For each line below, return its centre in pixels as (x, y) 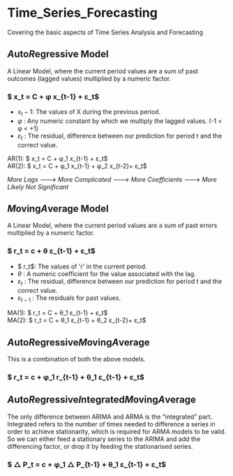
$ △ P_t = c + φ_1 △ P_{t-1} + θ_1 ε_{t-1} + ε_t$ (87, 464)
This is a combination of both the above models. (76, 359)
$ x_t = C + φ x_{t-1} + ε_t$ (53, 96)
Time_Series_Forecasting (83, 13)
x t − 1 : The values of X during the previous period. (89, 113)
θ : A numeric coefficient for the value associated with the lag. (107, 273)
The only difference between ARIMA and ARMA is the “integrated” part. (110, 417)
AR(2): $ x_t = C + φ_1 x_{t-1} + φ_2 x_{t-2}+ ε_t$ (77, 166)
